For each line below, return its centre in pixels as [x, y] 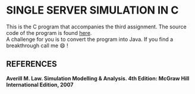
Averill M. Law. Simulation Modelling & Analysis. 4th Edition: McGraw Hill [98, 78]
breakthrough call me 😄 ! [37, 46]
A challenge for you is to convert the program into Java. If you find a [90, 39]
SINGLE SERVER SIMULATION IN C [92, 10]
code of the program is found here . [49, 33]
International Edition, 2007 [40, 85]
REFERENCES [32, 64]
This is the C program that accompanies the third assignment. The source [96, 27]
